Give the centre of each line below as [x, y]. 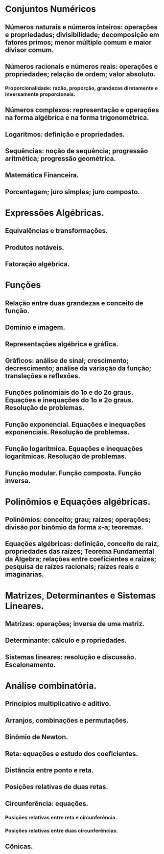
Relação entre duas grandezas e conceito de [74, 303]
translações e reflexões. [43, 376]
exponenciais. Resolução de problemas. [67, 432]
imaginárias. [24, 574]
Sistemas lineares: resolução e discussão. [71, 657]
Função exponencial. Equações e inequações [75, 424]
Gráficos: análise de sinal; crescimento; [67, 360]
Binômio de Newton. [37, 737]
